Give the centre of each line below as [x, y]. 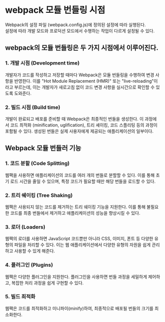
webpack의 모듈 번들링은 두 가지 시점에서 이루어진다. [82, 48]
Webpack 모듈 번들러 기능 [43, 148]
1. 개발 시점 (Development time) [42, 63]
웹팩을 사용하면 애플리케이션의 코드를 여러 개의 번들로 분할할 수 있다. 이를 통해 [80, 175]
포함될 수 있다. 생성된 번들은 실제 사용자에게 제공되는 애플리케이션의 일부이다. [79, 131]
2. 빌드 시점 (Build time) [33, 107]
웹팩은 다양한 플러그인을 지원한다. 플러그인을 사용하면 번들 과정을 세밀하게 [76, 277]
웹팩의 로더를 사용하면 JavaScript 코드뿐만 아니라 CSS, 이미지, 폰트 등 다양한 [79, 239]
